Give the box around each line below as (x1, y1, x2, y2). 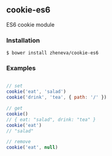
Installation (6, 36, 41, 44)
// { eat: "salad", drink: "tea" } (6, 117, 96, 123)
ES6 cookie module (6, 21, 55, 28)
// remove (6, 139, 31, 145)
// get (6, 106, 23, 112)
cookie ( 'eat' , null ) (6, 144, 59, 151)
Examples (6, 64, 36, 72)
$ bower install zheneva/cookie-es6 (6, 50, 99, 56)
